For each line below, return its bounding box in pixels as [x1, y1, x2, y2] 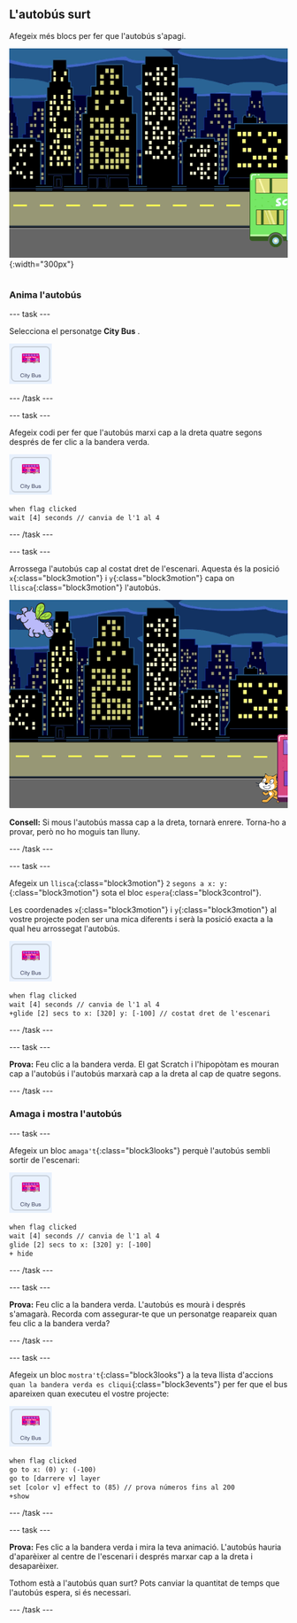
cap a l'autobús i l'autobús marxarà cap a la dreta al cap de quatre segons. [9, 1068, 282, 1079]
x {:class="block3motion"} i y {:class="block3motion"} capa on [9, 573, 235, 584]
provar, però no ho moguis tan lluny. [9, 827, 141, 837]
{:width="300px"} [9, 259, 74, 269]
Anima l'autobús [9, 289, 82, 300]
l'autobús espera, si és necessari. [9, 1587, 132, 1597]
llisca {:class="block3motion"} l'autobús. [9, 582, 162, 593]
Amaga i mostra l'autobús [9, 1107, 122, 1120]
